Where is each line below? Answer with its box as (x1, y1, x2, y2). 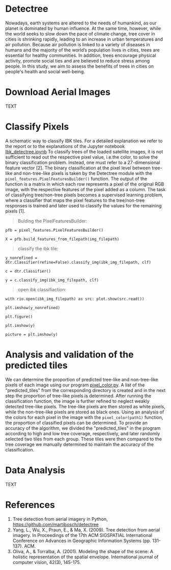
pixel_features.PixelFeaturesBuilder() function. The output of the (5, 175, 148, 182)
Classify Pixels (5, 121, 69, 133)
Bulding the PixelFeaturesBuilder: (17, 218, 88, 224)
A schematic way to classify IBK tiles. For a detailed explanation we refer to (5, 138, 163, 144)
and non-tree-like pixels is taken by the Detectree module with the (13, 170, 153, 176)
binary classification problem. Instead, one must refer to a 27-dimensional (5, 159, 160, 165)
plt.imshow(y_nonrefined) (5, 305, 60, 310)
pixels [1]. (5, 208, 25, 214)
